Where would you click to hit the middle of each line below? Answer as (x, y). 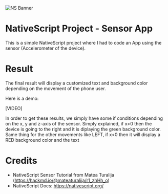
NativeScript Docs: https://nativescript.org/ (58, 186)
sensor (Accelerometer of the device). (46, 48)
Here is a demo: (22, 98)
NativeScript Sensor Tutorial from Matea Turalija (63, 175)
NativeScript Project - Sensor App (79, 29)
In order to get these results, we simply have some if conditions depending (84, 118)
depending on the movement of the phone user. (56, 88)
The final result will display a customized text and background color (77, 83)
